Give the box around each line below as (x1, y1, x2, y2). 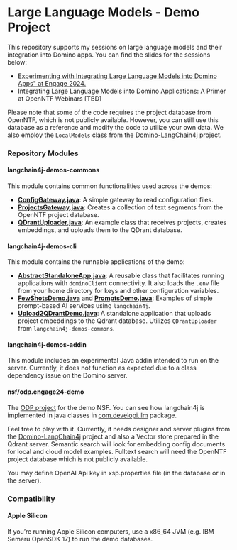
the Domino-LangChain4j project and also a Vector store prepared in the (7, 432, 219, 441)
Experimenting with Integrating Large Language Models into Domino (17, 72, 218, 80)
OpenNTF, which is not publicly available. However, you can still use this (7, 115, 219, 124)
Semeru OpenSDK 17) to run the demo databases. (7, 534, 153, 543)
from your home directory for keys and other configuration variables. (17, 287, 219, 295)
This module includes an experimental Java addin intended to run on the (7, 356, 219, 365)
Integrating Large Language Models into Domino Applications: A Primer (17, 87, 226, 95)
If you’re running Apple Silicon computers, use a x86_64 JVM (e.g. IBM (7, 527, 214, 536)
